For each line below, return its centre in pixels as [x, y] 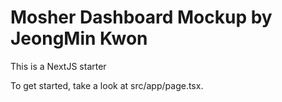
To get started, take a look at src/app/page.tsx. [107, 85]
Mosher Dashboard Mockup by [141, 17]
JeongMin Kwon [79, 38]
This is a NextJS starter [58, 66]
